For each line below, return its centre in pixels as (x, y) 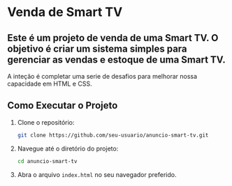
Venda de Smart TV (65, 12)
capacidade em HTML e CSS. (50, 84)
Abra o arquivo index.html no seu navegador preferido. (97, 174)
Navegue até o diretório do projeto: (68, 148)
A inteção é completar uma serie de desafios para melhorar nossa (102, 76)
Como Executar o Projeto (63, 106)
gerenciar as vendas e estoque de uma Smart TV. (116, 60)
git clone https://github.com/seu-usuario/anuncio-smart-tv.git (113, 135)
